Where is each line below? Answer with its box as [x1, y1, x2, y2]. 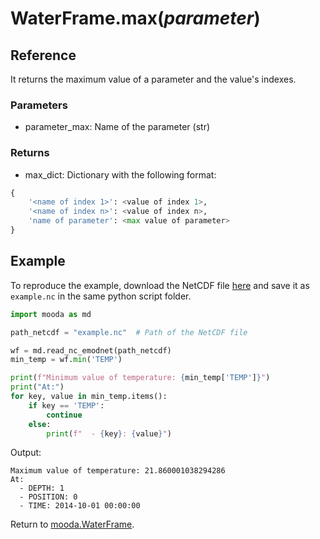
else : [28, 419, 52, 429]
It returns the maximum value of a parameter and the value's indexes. [10, 73, 297, 85]
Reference [10, 47, 77, 64]
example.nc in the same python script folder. [10, 290, 192, 302]
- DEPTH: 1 [19, 483, 65, 494]
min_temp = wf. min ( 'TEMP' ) [10, 355, 123, 365]
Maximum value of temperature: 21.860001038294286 [10, 466, 226, 476]
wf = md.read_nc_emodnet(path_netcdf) [10, 345, 172, 356]
